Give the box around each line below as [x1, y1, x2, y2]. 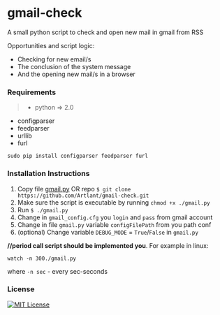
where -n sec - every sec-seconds [7, 267, 108, 275]
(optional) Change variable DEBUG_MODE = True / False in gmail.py [17, 228, 199, 236]
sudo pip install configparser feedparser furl [7, 152, 149, 160]
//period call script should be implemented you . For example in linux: [7, 241, 209, 249]
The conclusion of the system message [17, 62, 131, 71]
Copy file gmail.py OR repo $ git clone [17, 184, 131, 193]
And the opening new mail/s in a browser [17, 70, 136, 78]
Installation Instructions [7, 169, 90, 179]
